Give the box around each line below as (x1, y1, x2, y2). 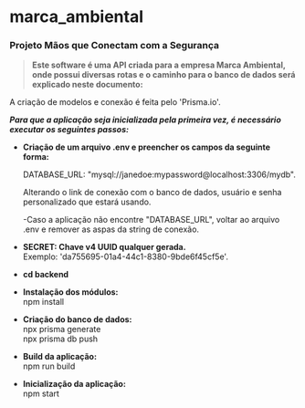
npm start (22, 388, 59, 399)
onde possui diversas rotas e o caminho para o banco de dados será (31, 69, 296, 80)
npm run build (22, 361, 76, 371)
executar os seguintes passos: (9, 124, 130, 135)
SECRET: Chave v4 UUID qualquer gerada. (22, 242, 186, 253)
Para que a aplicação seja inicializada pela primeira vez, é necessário (9, 114, 281, 125)
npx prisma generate (22, 324, 101, 335)
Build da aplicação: (22, 351, 98, 362)
